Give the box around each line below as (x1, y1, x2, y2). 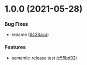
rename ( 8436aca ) (11, 32, 49, 37)
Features (4, 44, 26, 50)
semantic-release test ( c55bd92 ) (11, 55, 77, 61)
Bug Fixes (4, 21, 29, 28)
